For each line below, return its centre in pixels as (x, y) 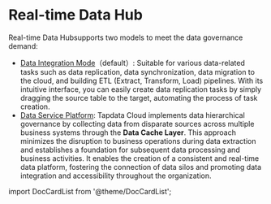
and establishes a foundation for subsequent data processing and (130, 150)
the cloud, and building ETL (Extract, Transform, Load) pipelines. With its (142, 80)
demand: (23, 46)
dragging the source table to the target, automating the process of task (139, 98)
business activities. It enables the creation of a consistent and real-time (140, 158)
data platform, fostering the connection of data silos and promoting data (141, 167)
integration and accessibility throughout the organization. (116, 176)
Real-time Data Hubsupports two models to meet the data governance (126, 37)
